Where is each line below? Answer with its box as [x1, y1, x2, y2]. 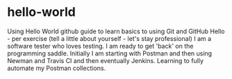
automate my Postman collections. [7, 64, 106, 72]
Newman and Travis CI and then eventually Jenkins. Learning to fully [7, 56, 204, 64]
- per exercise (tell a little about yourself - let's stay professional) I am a [7, 34, 212, 42]
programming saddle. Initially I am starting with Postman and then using [7, 49, 213, 58]
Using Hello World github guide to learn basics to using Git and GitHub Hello [7, 27, 225, 35]
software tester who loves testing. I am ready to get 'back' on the [7, 42, 194, 50]
